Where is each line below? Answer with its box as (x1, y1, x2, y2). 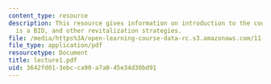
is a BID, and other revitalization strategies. (15, 26, 182, 34)
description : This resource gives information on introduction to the (8, 19, 251, 27)
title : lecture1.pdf (8, 57, 78, 65)
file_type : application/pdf (8, 42, 103, 50)
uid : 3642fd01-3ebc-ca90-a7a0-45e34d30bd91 (8, 64, 157, 72)
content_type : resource (8, 11, 89, 20)
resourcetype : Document (8, 49, 89, 57)
